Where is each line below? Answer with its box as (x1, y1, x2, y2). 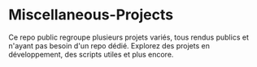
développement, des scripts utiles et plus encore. (8, 49, 174, 59)
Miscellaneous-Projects (8, 6, 173, 24)
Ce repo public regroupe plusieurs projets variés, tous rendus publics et (8, 32, 250, 42)
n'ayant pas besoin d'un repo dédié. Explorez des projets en (8, 40, 210, 50)
